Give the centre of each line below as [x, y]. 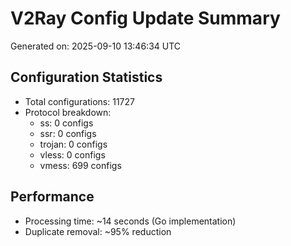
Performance [52, 197]
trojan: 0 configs [73, 144]
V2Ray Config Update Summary [145, 18]
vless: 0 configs [72, 154]
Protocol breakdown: [68, 112]
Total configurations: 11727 [79, 101]
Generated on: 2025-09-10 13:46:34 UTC [96, 46]
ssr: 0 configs [68, 133]
